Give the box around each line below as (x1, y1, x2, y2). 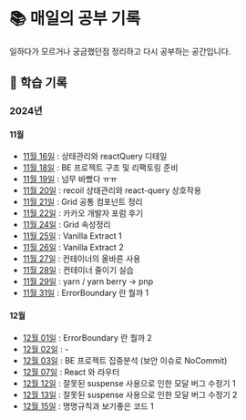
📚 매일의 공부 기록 (9, 8, 141, 29)
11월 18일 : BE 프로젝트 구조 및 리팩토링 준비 (22, 162, 179, 173)
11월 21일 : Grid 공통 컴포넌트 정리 (22, 197, 143, 208)
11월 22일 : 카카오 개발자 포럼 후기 (22, 208, 144, 219)
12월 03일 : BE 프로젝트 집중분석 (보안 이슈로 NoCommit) (22, 354, 228, 365)
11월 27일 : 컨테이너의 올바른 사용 (22, 253, 141, 264)
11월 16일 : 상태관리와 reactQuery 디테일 (22, 151, 168, 162)
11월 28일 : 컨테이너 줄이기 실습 (22, 265, 134, 276)
